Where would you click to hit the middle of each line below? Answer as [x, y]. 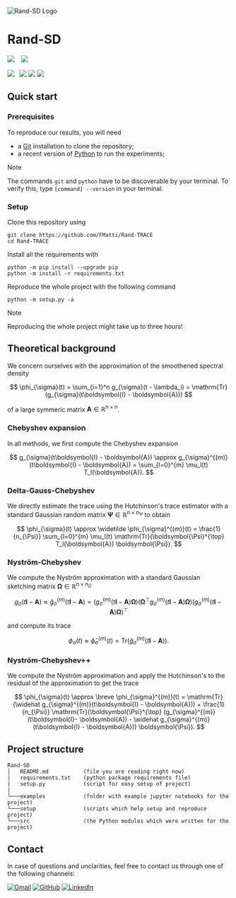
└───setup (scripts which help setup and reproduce [107, 809]
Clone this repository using [47, 222]
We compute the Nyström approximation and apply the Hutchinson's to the [116, 676]
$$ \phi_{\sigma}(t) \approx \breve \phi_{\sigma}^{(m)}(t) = [100, 697]
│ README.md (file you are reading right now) [96, 772]
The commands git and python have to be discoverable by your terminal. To [118, 181]
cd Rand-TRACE [28, 241]
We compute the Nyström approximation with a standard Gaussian [104, 577]
